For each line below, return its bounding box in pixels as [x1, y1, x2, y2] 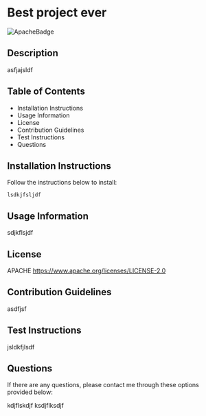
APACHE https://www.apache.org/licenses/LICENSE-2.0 [7, 266, 166, 275]
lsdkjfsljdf [7, 192, 41, 198]
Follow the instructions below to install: [7, 178, 117, 187]
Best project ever [7, 5, 107, 21]
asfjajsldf [7, 65, 33, 73]
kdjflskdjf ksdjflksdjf [7, 402, 64, 410]
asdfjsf [7, 304, 27, 313]
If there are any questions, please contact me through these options [7, 381, 199, 389]
